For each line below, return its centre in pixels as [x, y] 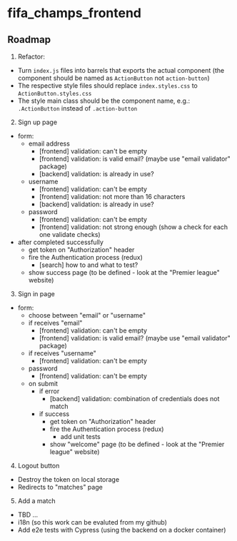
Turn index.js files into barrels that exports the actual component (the [121, 70]
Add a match [36, 501]
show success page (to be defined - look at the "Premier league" [124, 272]
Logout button [39, 466]
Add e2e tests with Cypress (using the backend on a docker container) [122, 530]
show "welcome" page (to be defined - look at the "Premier [137, 444]
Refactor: [31, 56]
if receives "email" [55, 323]
